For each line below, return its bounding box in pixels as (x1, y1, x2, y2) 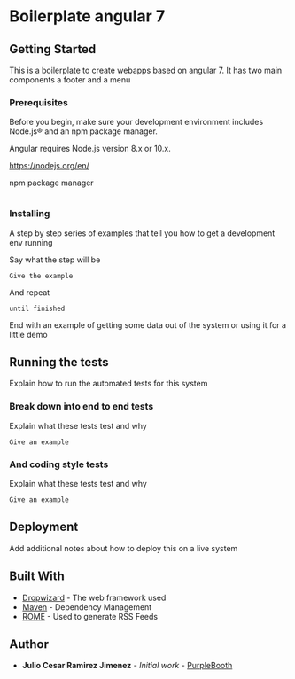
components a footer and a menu (9, 74, 131, 85)
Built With (9, 569, 65, 584)
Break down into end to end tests (9, 401, 154, 413)
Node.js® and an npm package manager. (9, 126, 158, 137)
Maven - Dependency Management (21, 601, 152, 613)
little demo (9, 329, 48, 339)
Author (9, 636, 49, 652)
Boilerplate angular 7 (9, 6, 166, 27)
